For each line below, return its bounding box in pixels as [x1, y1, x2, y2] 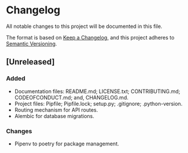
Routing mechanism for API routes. [14, 106, 98, 113]
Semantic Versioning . [6, 40, 57, 47]
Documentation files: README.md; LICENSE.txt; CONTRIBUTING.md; [14, 88, 180, 95]
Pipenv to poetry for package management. [14, 140, 119, 147]
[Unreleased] [6, 57, 55, 67]
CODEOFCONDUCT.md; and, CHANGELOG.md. [14, 94, 129, 101]
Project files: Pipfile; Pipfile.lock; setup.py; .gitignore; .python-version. [14, 100, 183, 107]
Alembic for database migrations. [14, 112, 94, 119]
